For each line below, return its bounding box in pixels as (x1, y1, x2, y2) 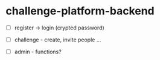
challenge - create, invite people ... (14, 36, 101, 43)
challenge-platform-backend (5, 4, 155, 18)
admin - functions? (14, 48, 62, 55)
